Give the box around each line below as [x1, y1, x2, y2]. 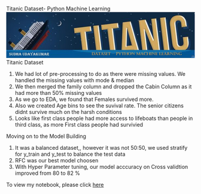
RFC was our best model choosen [14, 156, 99, 164]
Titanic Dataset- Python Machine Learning [6, 5, 111, 12]
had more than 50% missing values [14, 89, 102, 96]
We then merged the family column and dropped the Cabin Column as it [14, 83, 192, 90]
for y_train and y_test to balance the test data [14, 150, 126, 158]
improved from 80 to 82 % [14, 170, 81, 177]
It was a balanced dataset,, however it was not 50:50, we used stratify [14, 144, 188, 151]
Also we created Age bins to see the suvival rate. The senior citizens [14, 101, 184, 109]
